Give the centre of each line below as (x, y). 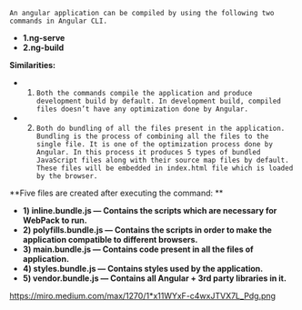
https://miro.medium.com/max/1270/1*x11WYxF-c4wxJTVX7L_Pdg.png (142, 296)
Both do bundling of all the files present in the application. (161, 128)
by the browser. (67, 176)
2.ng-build (43, 47)
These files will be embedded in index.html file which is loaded (165, 168)
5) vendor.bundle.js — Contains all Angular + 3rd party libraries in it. (154, 278)
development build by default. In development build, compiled (159, 101)
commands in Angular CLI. (58, 21)
